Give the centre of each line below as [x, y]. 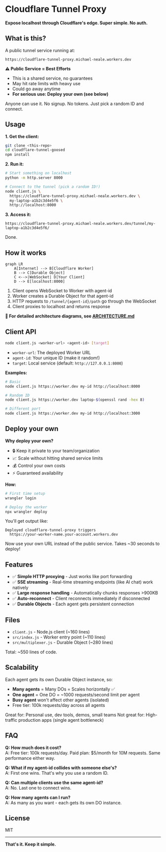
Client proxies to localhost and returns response [61, 307]
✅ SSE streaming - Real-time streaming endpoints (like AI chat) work [83, 582]
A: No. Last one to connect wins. [38, 788]
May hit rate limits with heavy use [46, 83]
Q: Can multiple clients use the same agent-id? [54, 782]
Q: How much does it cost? [33, 747]
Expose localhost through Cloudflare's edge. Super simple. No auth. [77, 23]
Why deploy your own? [29, 441]
